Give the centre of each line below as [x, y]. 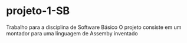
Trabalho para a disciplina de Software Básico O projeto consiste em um [94, 27]
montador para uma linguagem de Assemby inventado [72, 33]
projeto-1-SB [38, 11]
